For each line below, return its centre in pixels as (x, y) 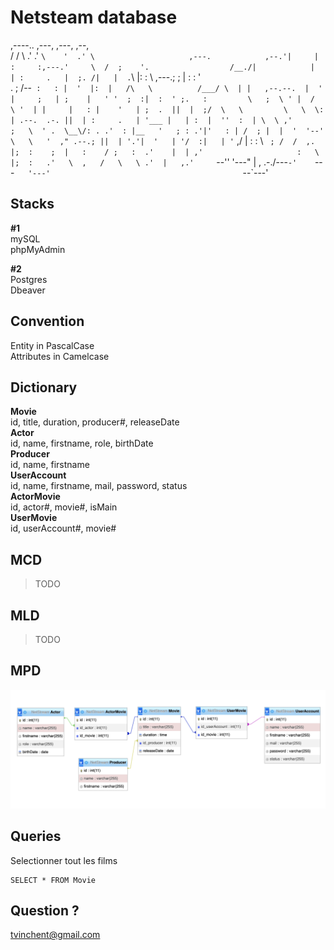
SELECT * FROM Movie (53, 880)
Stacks (32, 204)
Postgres (29, 279)
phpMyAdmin (38, 249)
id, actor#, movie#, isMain (64, 507)
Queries (36, 836)
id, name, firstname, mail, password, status (99, 486)
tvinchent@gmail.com (55, 935)
